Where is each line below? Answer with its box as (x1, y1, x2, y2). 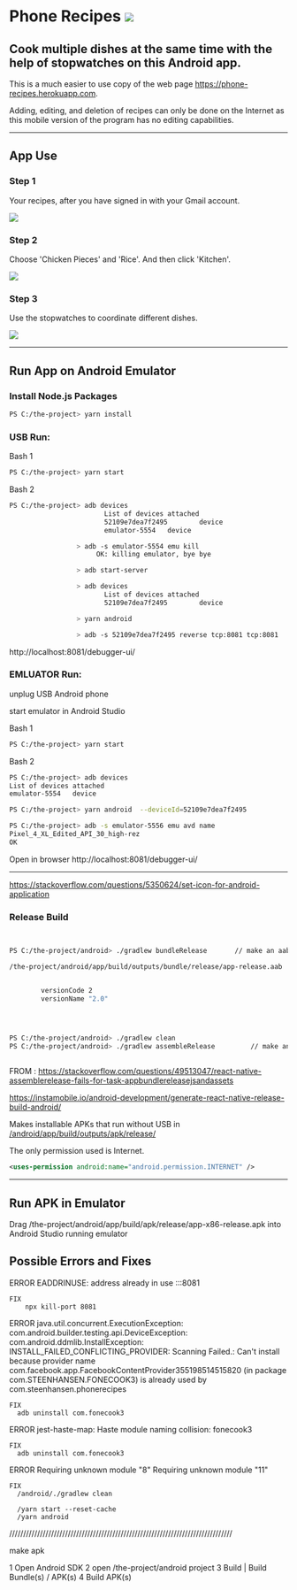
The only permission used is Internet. (9, 1146, 145, 1156)
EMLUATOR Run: (9, 668, 82, 680)
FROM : (9, 1066, 37, 1077)
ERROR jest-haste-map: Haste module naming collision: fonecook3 (9, 1424, 253, 1434)
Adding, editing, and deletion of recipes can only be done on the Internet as (9, 105, 285, 116)
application (9, 888, 50, 899)
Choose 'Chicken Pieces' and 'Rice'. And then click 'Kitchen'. (9, 254, 232, 265)
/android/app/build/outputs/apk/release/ (9, 1128, 156, 1139)
